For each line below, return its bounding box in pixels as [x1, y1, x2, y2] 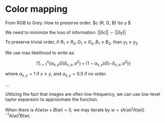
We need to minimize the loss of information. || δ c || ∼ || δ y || [5, 29, 126, 35]
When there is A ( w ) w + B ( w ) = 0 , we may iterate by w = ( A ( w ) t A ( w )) [5, 106, 145, 113]
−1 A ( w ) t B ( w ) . [5, 112, 31, 119]
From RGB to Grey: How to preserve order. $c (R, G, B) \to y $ [5, 20, 131, 26]
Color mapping [5, 3, 68, 15]
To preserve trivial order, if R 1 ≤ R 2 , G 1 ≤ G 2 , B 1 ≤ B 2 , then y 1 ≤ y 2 [5, 39, 138, 46]
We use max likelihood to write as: [5, 49, 76, 55]
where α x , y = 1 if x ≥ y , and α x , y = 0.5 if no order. [5, 71, 107, 78]
